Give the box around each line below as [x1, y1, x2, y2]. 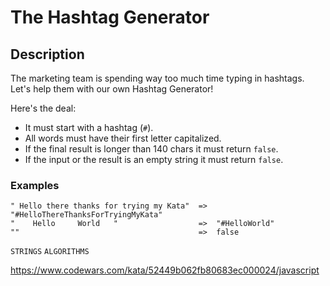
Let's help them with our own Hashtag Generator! [10, 83, 214, 95]
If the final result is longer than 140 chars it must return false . [24, 143, 279, 155]
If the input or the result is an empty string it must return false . [24, 154, 284, 165]
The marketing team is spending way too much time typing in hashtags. [10, 72, 305, 84]
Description [10, 46, 85, 63]
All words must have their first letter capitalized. [24, 132, 222, 144]
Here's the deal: [10, 102, 77, 114]
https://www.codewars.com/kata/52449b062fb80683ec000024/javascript [10, 264, 320, 276]
